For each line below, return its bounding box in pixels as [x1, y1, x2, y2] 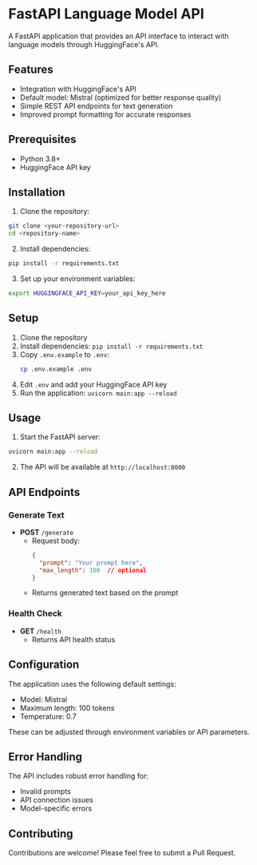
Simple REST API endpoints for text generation [19, 101, 173, 110]
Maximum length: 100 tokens [19, 703, 115, 712]
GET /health [19, 626, 62, 636]
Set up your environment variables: [19, 274, 136, 284]
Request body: [31, 536, 80, 546]
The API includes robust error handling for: [8, 772, 149, 781]
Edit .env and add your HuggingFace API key [19, 379, 168, 389]
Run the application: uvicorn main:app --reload [19, 388, 177, 398]
